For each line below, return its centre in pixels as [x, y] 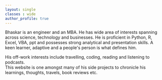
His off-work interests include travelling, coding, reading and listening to [77, 57]
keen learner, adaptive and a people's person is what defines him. [71, 48]
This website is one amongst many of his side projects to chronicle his [75, 67]
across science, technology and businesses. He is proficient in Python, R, [79, 37]
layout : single [20, 9]
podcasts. [15, 62]
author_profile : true [27, 18]
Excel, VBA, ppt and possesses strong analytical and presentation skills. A [79, 43]
